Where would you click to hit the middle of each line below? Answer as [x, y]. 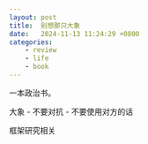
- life [37, 58]
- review [41, 50]
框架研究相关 [32, 130]
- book [37, 67]
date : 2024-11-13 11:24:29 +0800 [74, 34]
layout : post [33, 17]
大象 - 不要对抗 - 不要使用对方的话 [71, 111]
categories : [31, 42]
